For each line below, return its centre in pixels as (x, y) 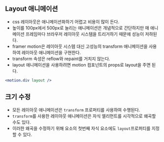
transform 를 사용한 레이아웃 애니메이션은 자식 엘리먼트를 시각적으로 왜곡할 (84, 116)
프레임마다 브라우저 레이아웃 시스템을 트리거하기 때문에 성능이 (85, 34)
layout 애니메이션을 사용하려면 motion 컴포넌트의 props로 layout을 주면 (82, 65)
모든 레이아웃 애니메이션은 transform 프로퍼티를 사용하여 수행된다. (76, 109)
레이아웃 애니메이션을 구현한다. (51, 52)
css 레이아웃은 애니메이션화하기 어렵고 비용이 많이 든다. (66, 22)
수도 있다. (21, 122)
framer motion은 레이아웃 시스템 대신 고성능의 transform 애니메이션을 (80, 46)
